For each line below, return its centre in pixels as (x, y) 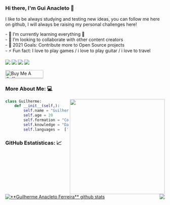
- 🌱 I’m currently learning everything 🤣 (45, 34)
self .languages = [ (45, 129)
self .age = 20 (38, 115)
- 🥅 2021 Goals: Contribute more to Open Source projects (65, 45)
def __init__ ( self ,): (37, 106)
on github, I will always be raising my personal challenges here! (71, 24)
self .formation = (41, 120)
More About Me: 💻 (29, 89)
